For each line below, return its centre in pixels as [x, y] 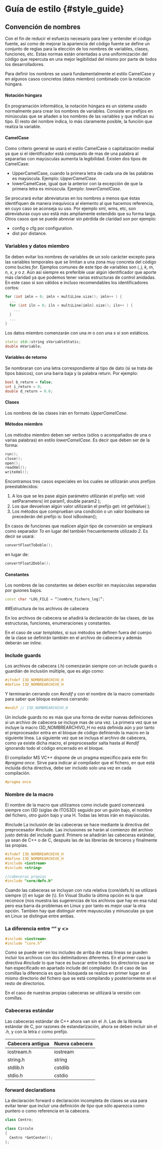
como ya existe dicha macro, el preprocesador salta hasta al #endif [72, 743]
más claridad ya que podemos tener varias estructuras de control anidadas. [81, 277]
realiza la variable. [23, 127]
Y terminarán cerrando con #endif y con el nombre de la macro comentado [80, 694]
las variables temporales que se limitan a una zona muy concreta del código [81, 262]
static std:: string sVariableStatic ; [43, 342]
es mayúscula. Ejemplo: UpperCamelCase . [55, 179]
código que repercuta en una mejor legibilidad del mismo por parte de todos [81, 59]
